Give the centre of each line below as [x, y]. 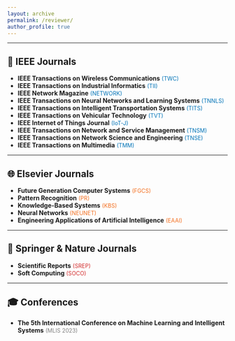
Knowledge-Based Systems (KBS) [67, 205]
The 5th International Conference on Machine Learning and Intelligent [121, 323]
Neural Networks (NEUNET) [57, 213]
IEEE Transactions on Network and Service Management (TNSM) [112, 131]
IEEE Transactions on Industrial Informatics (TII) [87, 86]
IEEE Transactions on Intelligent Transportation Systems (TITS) [110, 108]
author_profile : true [39, 27]
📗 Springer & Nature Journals [72, 249]
